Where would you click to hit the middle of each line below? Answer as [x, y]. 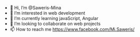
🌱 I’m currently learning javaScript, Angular [54, 18]
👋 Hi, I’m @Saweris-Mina [35, 8]
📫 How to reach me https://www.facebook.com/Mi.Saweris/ [72, 29]
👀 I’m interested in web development [47, 13]
